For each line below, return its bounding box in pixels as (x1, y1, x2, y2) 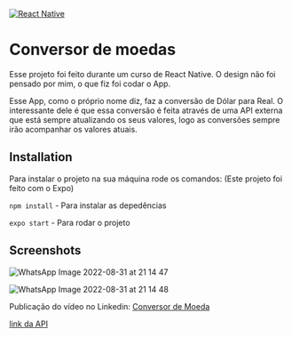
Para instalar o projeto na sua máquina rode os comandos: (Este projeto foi (9, 173, 282, 184)
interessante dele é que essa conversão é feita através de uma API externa (9, 105, 283, 116)
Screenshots (9, 243, 82, 258)
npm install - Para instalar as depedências (9, 200, 167, 211)
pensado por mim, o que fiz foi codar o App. (9, 78, 171, 89)
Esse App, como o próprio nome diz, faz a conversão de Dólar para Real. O (9, 95, 284, 106)
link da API (9, 318, 49, 329)
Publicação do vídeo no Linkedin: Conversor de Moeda (9, 301, 210, 311)
